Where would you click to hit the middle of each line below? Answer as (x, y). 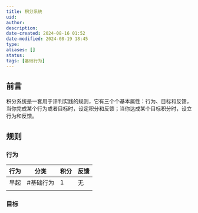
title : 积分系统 (24, 11)
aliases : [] (21, 50)
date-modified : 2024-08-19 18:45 (47, 39)
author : (16, 22)
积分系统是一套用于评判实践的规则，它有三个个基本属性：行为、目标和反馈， (99, 101)
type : (13, 45)
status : (16, 55)
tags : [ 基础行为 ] (26, 61)
